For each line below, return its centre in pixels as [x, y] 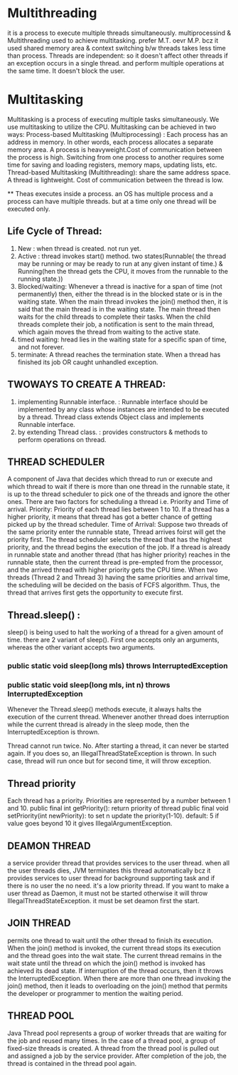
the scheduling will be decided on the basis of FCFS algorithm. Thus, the [114, 585]
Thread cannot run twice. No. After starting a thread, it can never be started [118, 746]
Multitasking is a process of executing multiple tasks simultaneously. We [113, 119]
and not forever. [41, 346]
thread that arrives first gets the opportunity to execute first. [95, 592]
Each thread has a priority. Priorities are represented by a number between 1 [119, 801]
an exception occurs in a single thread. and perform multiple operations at [116, 63]
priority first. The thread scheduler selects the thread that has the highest [115, 540]
